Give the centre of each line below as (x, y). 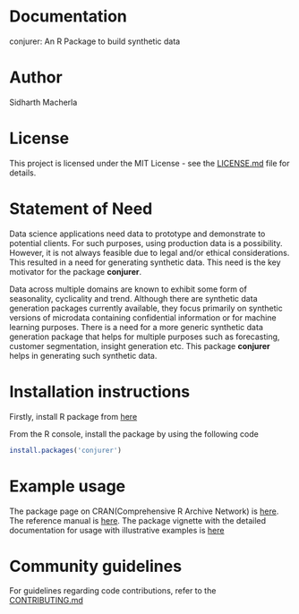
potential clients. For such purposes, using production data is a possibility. (146, 243)
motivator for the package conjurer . (75, 271)
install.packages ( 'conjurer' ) (66, 450)
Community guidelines (95, 566)
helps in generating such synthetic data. (83, 355)
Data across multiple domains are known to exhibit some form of (128, 289)
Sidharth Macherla (43, 102)
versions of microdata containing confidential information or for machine (143, 317)
